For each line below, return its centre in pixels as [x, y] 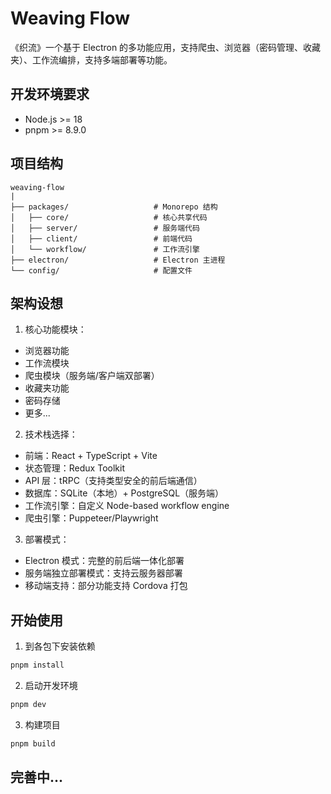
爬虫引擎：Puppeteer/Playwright [91, 518]
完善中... [37, 777]
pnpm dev [28, 705]
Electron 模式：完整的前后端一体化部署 [104, 561]
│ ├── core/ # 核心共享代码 [109, 217]
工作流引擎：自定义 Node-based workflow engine [127, 506]
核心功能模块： [55, 329]
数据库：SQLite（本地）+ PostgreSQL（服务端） [124, 493]
